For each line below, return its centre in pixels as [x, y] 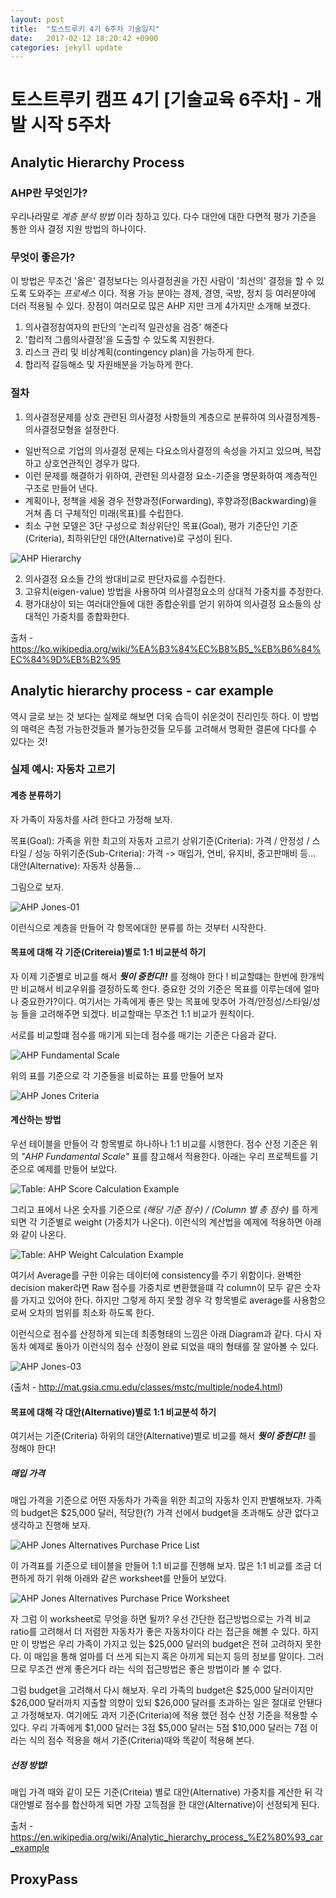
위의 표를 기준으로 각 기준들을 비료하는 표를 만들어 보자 [117, 1075]
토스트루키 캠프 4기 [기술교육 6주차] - [156, 100]
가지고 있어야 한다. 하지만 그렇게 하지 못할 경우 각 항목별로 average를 [156, 1300]
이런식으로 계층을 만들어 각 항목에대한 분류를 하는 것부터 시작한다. [138, 927]
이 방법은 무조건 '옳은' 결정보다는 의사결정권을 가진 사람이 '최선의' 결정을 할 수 [162, 281]
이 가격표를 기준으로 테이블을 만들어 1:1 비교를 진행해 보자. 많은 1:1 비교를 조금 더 [166, 1566]
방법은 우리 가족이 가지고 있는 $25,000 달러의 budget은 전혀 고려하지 [167, 1644]
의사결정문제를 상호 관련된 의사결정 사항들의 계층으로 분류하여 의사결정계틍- [172, 417]
